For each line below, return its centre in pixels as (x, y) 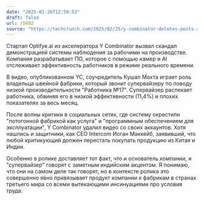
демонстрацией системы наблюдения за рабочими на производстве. (97, 53)
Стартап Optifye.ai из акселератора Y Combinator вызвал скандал (92, 46)
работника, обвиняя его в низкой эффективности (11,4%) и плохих (92, 96)
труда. (15, 191)
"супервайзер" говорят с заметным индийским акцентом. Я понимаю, (98, 165)
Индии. (15, 147)
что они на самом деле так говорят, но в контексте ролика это (88, 172)
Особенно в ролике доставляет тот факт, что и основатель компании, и (99, 159)
